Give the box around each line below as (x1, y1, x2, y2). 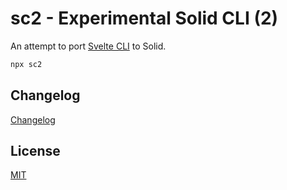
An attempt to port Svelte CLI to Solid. (10, 40, 167, 52)
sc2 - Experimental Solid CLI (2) (10, 7, 279, 30)
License (10, 143, 61, 160)
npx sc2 (10, 59, 43, 69)
